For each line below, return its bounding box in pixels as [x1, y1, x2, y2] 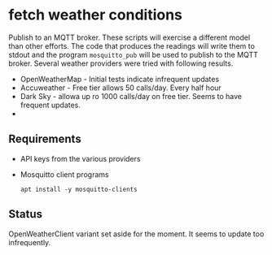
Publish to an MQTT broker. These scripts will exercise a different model [8, 32, 251, 42]
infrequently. [8, 237, 51, 247]
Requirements [8, 132, 81, 146]
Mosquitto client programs [20, 169, 109, 179]
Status [8, 207, 43, 221]
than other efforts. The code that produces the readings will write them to [8, 41, 255, 50]
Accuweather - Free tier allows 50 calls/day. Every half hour [20, 83, 222, 93]
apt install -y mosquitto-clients [20, 185, 138, 193]
